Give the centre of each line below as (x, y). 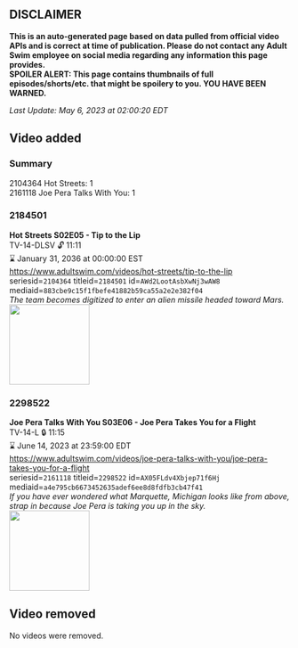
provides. (28, 64)
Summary (31, 164)
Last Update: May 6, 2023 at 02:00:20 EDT (89, 110)
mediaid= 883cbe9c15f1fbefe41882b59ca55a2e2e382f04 (106, 290)
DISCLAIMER (45, 15)
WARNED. (28, 93)
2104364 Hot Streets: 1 (51, 183)
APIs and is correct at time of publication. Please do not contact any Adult (148, 45)
